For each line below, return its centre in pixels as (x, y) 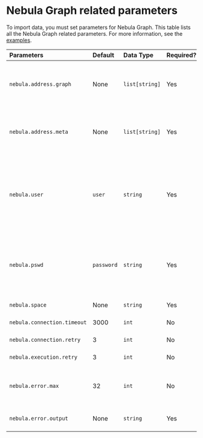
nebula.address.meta (39, 132)
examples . (19, 40)
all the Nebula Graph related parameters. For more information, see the (95, 33)
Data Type (139, 55)
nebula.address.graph (40, 84)
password (105, 265)
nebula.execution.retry (43, 357)
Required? (182, 55)
